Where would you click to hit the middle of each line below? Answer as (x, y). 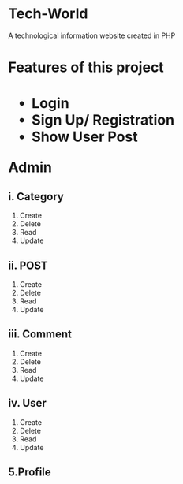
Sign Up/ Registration (103, 120)
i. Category (36, 197)
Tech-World (48, 14)
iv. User (28, 403)
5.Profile (30, 472)
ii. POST (28, 265)
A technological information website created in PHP (92, 35)
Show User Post (84, 137)
